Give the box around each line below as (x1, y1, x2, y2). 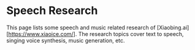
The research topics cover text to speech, (78, 30, 184, 37)
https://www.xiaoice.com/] (8, 30, 75, 37)
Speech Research (6, 4, 98, 18)
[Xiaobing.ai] (156, 24, 189, 31)
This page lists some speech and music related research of (6, 24, 156, 31)
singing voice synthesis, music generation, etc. (6, 37, 125, 44)
